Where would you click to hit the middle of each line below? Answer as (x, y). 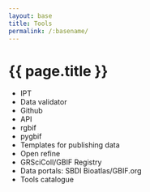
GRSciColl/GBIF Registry (61, 162)
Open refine (40, 154)
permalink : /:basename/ (49, 31)
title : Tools (30, 23)
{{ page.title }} (58, 71)
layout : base (30, 16)
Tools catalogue (47, 180)
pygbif (31, 137)
